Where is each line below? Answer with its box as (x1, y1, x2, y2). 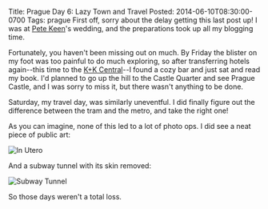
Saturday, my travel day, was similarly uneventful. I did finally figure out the (8, 98, 256, 107)
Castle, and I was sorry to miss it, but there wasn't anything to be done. (8, 82, 244, 91)
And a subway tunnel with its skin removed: (8, 161, 152, 171)
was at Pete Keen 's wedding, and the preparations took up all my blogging (8, 24, 254, 33)
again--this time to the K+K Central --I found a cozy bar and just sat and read (8, 65, 261, 74)
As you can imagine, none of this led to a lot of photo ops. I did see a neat (8, 122, 251, 131)
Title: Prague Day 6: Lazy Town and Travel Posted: (8, 7, 174, 16)
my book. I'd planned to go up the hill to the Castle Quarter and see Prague (8, 74, 255, 82)
